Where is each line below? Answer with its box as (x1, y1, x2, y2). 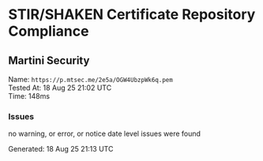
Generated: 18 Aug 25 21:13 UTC (8, 144, 114, 154)
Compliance (8, 22, 89, 40)
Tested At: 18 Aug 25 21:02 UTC (8, 83, 112, 92)
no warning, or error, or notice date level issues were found (8, 129, 201, 139)
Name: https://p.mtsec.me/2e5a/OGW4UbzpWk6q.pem (8, 75, 174, 84)
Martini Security (8, 54, 90, 67)
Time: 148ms (8, 92, 50, 100)
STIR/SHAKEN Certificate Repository (8, 6, 256, 24)
